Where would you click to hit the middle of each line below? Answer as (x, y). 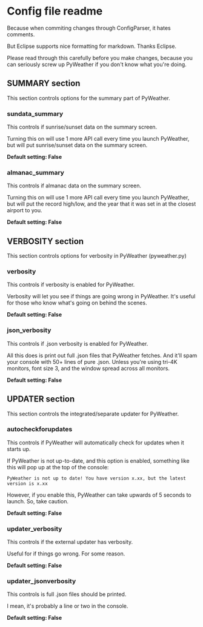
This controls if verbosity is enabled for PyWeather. (71, 285)
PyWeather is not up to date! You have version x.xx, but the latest (97, 478)
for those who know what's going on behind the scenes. (77, 303)
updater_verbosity (35, 529)
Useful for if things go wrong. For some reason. (66, 554)
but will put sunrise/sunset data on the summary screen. (77, 145)
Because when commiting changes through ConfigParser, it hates (89, 28)
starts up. (19, 449)
